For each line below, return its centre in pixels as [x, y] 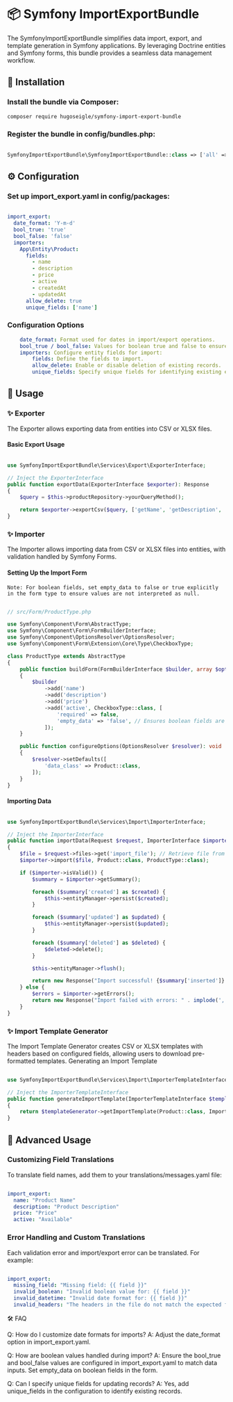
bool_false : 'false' [43, 236]
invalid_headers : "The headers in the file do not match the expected [118, 1305]
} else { [32, 987]
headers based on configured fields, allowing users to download [99, 1053]
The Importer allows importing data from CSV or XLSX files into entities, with [116, 549]
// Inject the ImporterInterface [55, 834]
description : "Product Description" [66, 1206]
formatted [21, 1061]
